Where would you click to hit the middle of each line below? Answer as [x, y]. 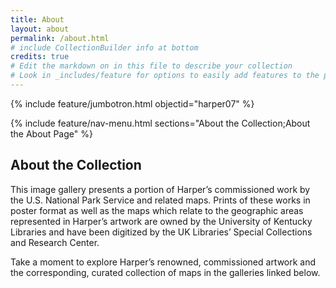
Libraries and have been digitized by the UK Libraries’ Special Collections [161, 232]
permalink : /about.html [60, 38]
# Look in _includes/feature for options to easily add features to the [165, 76]
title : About [37, 19]
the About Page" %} [51, 133]
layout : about [40, 29]
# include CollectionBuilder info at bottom [104, 47]
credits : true [40, 57]
